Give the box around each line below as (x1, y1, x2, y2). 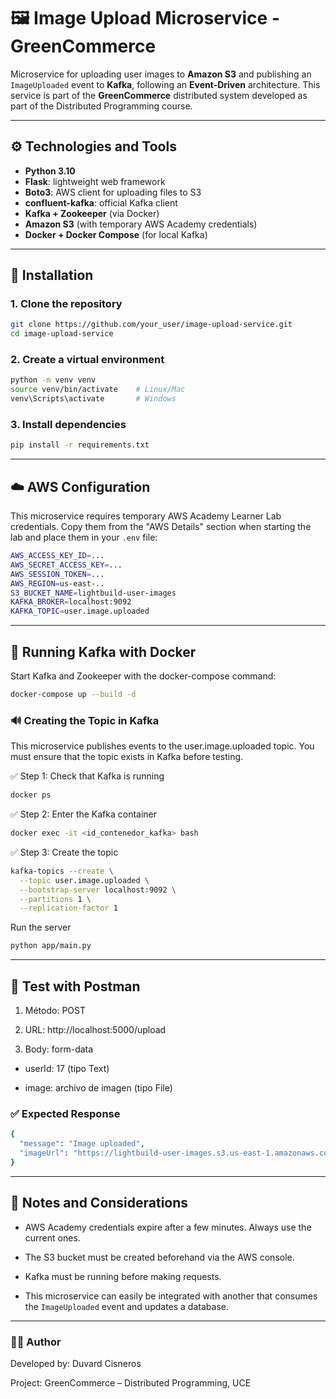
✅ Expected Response (10, 1106, 121, 1120)
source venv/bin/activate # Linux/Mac (10, 385, 186, 395)
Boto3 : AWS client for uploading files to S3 (24, 186, 202, 198)
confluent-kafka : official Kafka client (24, 196, 178, 209)
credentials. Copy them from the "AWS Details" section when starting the (10, 521, 312, 533)
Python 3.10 (24, 165, 76, 177)
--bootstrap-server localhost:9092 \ (19, 885, 177, 895)
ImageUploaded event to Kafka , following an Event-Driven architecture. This (10, 78, 321, 90)
